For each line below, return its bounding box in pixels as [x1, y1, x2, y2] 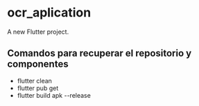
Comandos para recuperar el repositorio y [7, 47, 192, 59]
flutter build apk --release [17, 91, 92, 99]
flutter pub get [17, 84, 59, 92]
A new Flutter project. [7, 28, 69, 36]
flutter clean [17, 76, 52, 85]
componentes [7, 59, 69, 70]
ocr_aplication [7, 5, 92, 21]
